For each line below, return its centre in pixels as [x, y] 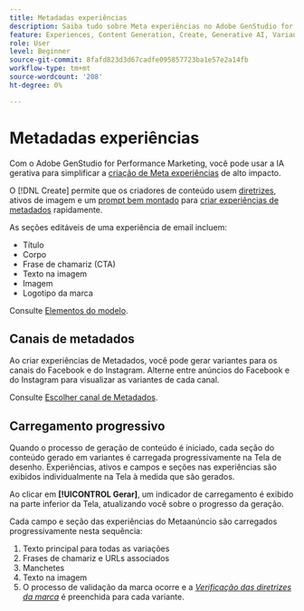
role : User [30, 43]
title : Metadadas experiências [68, 18]
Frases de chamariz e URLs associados [96, 558]
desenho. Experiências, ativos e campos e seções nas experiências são [143, 467]
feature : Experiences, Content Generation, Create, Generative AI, [139, 34]
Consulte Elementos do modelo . [69, 310]
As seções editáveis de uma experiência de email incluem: [119, 227]
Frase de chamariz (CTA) [69, 264]
